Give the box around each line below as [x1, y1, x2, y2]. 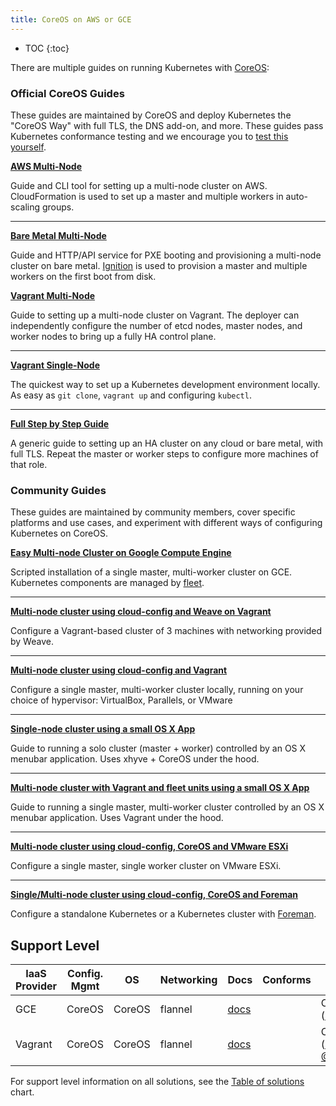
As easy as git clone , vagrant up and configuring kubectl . [10, 389, 252, 401]
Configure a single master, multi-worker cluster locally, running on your [10, 684, 304, 696]
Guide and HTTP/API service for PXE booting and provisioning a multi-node [10, 249, 322, 261]
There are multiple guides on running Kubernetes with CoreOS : [10, 61, 270, 73]
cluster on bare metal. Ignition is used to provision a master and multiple [10, 259, 308, 271]
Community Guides [10, 483, 107, 497]
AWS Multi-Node [10, 160, 83, 172]
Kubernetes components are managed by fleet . [10, 577, 205, 589]
